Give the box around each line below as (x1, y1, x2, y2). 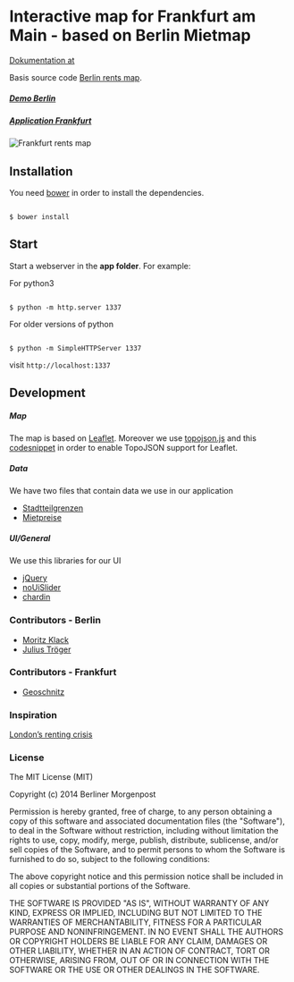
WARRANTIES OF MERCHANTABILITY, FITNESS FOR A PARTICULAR (9, 917, 262, 927)
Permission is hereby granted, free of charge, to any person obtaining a (9, 807, 273, 817)
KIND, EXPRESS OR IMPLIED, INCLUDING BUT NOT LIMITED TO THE (9, 908, 263, 919)
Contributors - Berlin (9, 614, 101, 627)
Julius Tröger (21, 644, 71, 655)
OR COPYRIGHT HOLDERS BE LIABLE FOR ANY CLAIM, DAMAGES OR (9, 936, 268, 947)
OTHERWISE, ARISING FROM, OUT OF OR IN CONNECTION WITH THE (9, 955, 270, 966)
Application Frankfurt (9, 114, 92, 126)
